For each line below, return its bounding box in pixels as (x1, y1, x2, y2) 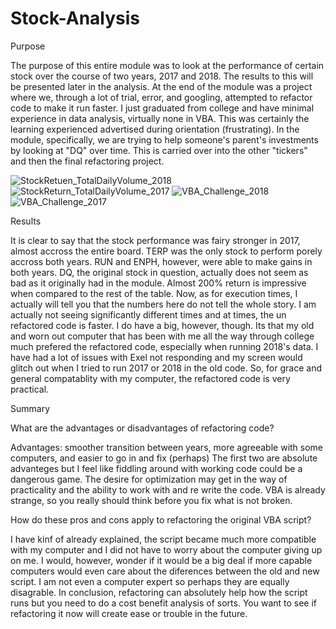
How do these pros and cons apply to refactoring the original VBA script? (10, 513, 312, 526)
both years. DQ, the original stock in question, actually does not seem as (10, 266, 309, 278)
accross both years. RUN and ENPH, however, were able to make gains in (10, 255, 313, 267)
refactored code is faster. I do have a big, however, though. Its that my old (10, 319, 315, 331)
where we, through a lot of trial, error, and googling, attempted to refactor (10, 91, 313, 103)
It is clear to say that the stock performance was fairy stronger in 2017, (10, 234, 301, 246)
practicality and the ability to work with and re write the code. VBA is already (10, 483, 326, 496)
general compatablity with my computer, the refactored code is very (10, 372, 291, 384)
